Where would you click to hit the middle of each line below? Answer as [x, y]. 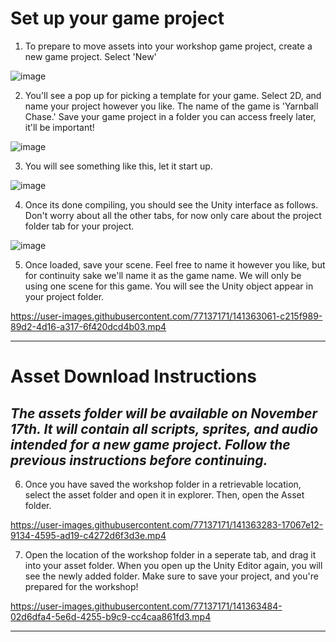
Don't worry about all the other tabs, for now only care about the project [173, 215]
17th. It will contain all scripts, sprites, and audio [164, 428]
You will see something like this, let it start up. [118, 166]
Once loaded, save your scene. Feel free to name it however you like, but [175, 264]
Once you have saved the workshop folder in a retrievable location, [163, 484]
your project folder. [64, 296]
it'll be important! [59, 127]
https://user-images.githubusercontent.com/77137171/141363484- [146, 606]
